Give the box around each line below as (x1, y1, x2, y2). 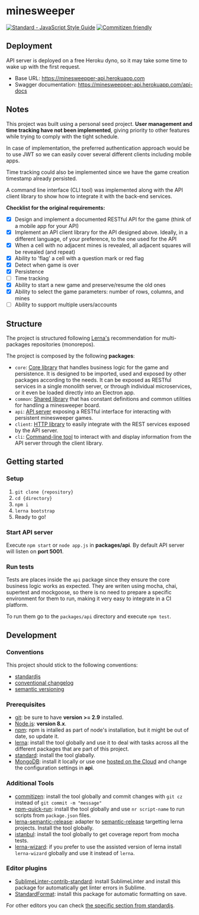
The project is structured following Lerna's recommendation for (6, 334, 161, 341)
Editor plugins (6, 864, 47, 872)
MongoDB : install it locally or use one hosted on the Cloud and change (14, 758, 187, 765)
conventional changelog (14, 679, 74, 686)
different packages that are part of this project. (14, 745, 129, 752)
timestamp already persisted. (6, 175, 78, 182)
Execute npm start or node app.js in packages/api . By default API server (6, 542, 185, 549)
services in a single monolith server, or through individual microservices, (14, 383, 192, 390)
